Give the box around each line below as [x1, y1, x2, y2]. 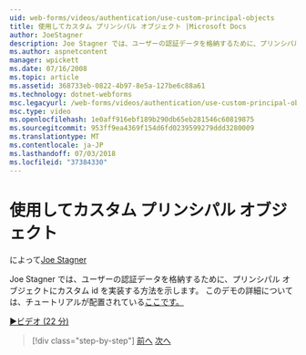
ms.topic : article [9, 73, 79, 82]
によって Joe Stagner [9, 255, 87, 266]
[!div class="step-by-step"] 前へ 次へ [31, 335, 171, 347]
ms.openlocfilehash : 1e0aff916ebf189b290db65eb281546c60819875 [9, 115, 255, 124]
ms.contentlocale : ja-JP [9, 141, 104, 150]
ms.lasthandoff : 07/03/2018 [9, 149, 117, 158]
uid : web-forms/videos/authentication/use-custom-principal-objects [9, 13, 275, 23]
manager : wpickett [9, 56, 79, 65]
